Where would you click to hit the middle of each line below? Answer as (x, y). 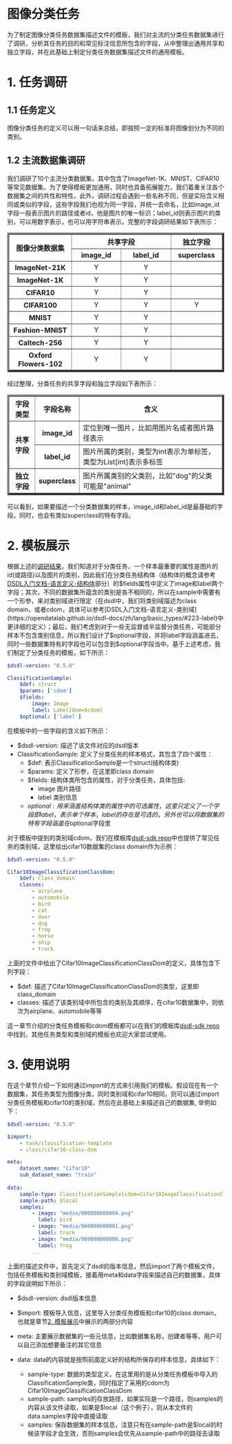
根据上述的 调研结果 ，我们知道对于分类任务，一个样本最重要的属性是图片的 (113, 566)
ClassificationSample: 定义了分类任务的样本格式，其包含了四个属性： (115, 754)
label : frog (55, 1245)
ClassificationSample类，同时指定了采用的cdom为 (98, 1383)
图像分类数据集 (40, 248)
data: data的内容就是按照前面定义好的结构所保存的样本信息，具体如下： (119, 1359)
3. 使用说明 (39, 1065)
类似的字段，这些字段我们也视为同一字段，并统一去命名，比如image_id (119, 204)
